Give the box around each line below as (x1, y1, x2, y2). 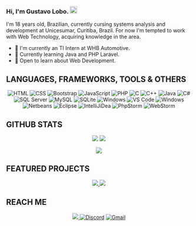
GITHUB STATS (6, 119, 63, 129)
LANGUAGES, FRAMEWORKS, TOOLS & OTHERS (6, 74, 187, 84)
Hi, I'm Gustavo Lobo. (6, 7, 69, 15)
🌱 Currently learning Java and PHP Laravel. (14, 51, 119, 58)
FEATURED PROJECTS (6, 164, 90, 174)
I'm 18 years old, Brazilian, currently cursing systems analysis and (6, 21, 166, 28)
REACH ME (6, 197, 47, 207)
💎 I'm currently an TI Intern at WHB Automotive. (14, 45, 131, 52)
